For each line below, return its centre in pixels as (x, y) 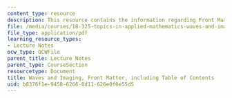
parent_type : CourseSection (48, 65)
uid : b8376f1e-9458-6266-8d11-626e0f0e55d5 (71, 84)
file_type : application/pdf (48, 33)
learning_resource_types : (44, 39)
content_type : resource (41, 13)
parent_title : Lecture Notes (49, 59)
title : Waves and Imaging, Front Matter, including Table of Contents (111, 78)
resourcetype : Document (41, 71)
